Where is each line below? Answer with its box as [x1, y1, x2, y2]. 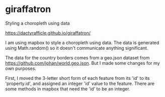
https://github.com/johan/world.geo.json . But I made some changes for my [5, 60, 160, 66]
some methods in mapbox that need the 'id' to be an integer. [5, 85, 130, 91]
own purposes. [5, 65, 37, 71]
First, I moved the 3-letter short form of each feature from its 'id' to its [5, 75, 150, 81]
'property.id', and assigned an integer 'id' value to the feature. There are [5, 80, 155, 86]
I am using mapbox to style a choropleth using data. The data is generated [5, 39, 159, 46]
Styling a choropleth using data [5, 20, 70, 26]
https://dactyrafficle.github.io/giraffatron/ [5, 30, 91, 36]
